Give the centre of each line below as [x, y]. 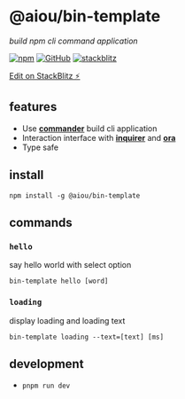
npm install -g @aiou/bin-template [75, 196]
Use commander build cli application [89, 128]
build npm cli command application [74, 41]
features [33, 107]
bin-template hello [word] [59, 281]
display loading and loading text [67, 320]
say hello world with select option [70, 265]
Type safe [40, 147]
